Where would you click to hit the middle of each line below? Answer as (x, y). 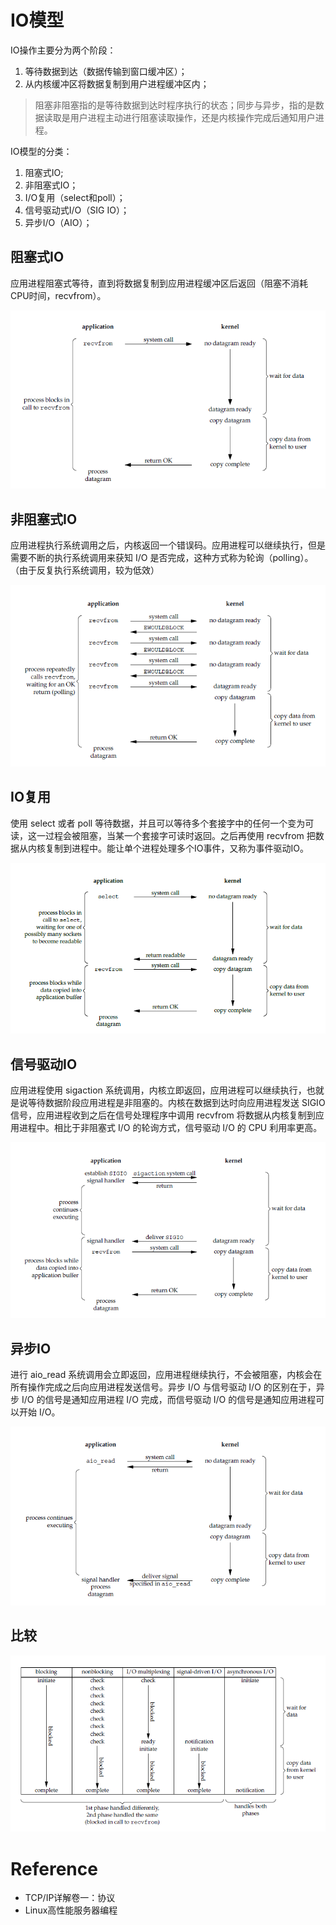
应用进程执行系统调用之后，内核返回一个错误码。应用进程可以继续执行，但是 (168, 545)
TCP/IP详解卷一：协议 (70, 1898)
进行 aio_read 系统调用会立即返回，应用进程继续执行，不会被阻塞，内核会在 (166, 1375)
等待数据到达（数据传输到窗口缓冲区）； (106, 71)
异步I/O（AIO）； (58, 222)
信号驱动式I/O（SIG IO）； (77, 210)
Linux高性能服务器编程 (71, 1910)
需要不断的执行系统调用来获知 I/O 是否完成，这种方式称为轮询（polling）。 (162, 558)
